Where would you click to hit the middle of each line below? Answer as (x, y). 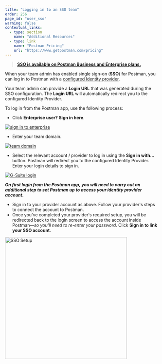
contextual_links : (24, 28)
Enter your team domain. (37, 136)
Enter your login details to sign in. (45, 166)
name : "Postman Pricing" (39, 46)
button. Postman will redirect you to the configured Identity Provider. (81, 160)
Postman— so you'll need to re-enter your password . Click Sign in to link (84, 225)
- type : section (26, 32)
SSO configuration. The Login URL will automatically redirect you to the (76, 94)
